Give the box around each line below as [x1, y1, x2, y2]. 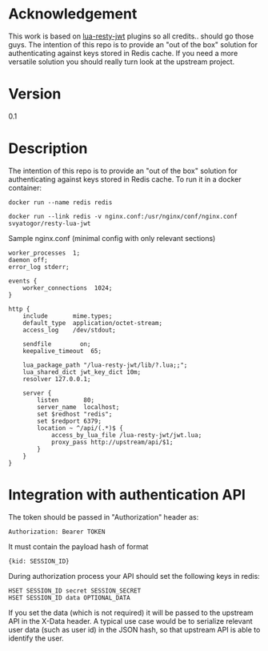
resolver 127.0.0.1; [22, 375, 91, 383]
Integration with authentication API [8, 486, 246, 504]
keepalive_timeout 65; [22, 347, 102, 355]
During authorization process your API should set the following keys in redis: [8, 571, 260, 581]
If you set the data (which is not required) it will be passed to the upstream [8, 608, 254, 617]
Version [8, 85, 62, 103]
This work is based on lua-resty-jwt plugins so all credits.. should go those [8, 31, 254, 41]
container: [8, 183, 42, 192]
